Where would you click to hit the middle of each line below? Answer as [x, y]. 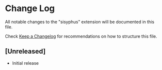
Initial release [25, 63]
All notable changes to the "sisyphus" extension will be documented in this [80, 22]
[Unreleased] [25, 51]
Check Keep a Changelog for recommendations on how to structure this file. [81, 36]
